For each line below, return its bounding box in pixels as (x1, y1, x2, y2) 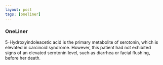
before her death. (5, 55, 41, 61)
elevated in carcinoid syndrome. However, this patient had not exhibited (5, 44, 151, 50)
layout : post (5, 7, 32, 12)
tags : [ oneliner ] (5, 12, 41, 17)
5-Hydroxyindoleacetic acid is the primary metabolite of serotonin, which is (5, 39, 159, 45)
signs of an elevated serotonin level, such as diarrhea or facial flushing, (5, 50, 150, 56)
